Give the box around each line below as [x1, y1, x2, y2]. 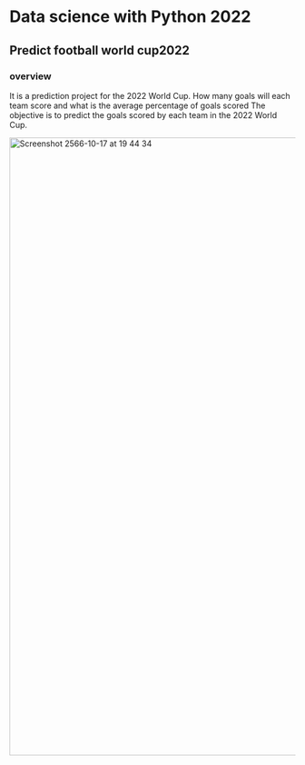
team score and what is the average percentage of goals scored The [9, 100, 266, 111]
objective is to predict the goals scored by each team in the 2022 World [9, 109, 278, 120]
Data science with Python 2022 [9, 6, 251, 27]
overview [9, 70, 52, 83]
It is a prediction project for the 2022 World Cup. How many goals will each [9, 90, 290, 101]
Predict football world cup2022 [9, 43, 191, 58]
